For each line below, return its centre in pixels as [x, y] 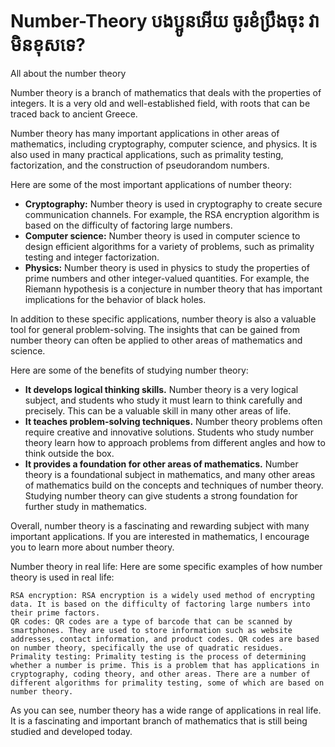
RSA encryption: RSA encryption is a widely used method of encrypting [162, 595]
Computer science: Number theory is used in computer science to [162, 235]
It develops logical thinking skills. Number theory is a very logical [161, 389]
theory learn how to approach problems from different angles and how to [175, 442]
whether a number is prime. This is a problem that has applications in [165, 665]
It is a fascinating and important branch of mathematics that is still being [159, 720]
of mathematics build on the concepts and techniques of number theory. [174, 485]
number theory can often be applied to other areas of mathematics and [156, 340]
